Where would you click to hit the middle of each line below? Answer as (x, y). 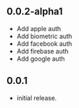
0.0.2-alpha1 (35, 12)
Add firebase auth (43, 51)
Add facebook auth (44, 43)
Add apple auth (39, 28)
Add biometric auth (44, 36)
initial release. (37, 97)
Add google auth (41, 59)
